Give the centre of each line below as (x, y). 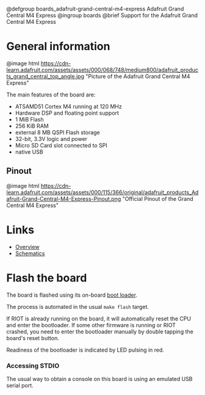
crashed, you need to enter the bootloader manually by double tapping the (100, 332)
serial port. (20, 385)
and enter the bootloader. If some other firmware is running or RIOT (91, 325)
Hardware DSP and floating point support (67, 113)
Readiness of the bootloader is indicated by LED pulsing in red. (85, 350)
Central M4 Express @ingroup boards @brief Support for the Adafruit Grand (102, 15)
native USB (29, 151)
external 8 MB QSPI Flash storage (58, 132)
